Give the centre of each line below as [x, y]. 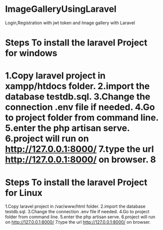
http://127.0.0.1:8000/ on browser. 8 [81, 160]
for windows [31, 53]
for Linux [24, 193]
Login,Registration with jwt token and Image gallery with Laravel [70, 23]
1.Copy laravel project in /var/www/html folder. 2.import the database [75, 206]
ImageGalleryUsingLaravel [61, 9]
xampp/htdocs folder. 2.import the [77, 86]
